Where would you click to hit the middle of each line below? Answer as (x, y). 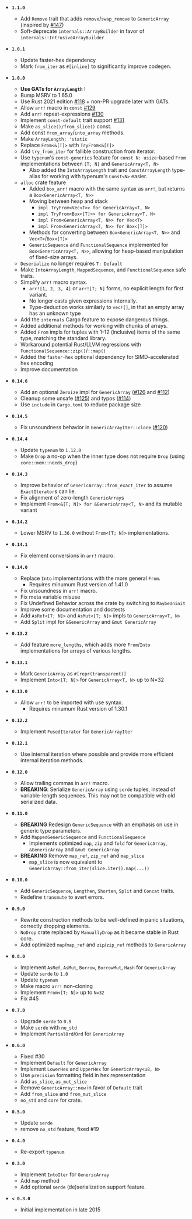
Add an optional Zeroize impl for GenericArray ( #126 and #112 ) (95, 392)
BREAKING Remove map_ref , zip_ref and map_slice (82, 855)
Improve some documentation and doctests (73, 609)
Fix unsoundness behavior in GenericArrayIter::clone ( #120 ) (94, 427)
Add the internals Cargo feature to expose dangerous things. (95, 320)
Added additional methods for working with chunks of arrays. (94, 326)
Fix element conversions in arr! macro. (67, 556)
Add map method (40, 1181)
